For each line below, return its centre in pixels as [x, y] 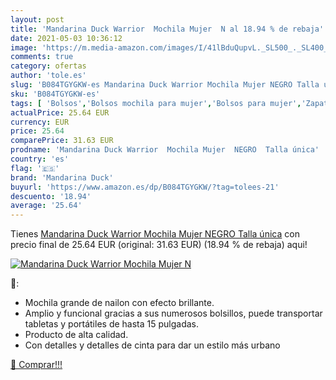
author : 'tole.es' [48, 76]
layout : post [37, 19]
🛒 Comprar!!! [36, 365]
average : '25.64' [46, 206]
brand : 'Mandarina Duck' [62, 177]
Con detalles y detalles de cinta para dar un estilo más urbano [152, 345]
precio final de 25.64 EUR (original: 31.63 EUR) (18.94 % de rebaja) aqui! [159, 245]
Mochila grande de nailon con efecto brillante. [119, 303]
